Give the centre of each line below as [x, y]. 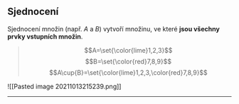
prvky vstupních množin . [45, 36]
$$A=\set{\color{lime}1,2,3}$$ [128, 50]
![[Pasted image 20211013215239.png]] [64, 86]
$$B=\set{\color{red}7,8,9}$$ [128, 61]
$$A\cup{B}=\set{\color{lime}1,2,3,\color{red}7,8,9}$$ [128, 72]
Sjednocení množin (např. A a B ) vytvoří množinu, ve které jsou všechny [114, 28]
